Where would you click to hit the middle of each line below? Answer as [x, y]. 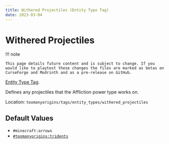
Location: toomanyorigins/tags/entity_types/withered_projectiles [77, 102]
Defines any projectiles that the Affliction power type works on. [72, 92]
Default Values [30, 118]
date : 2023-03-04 [24, 15]
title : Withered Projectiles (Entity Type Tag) [57, 10]
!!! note [13, 54]
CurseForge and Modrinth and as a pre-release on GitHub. [69, 73]
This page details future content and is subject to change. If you [80, 64]
